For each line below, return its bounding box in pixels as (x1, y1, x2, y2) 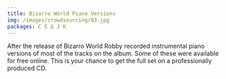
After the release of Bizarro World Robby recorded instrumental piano (7, 42, 205, 51)
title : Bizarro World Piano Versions (7, 10, 116, 17)
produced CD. (7, 64, 47, 73)
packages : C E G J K (7, 23, 67, 30)
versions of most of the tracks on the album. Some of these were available (7, 49, 219, 58)
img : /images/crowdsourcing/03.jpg (7, 17, 110, 24)
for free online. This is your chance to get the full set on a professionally (7, 57, 212, 65)
